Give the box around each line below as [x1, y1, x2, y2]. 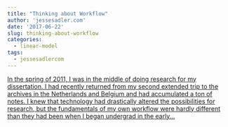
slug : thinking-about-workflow [7, 29, 99, 37]
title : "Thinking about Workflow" [7, 10, 109, 17]
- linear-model [13, 43, 58, 50]
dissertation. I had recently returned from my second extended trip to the [7, 82, 219, 91]
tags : [7, 50, 23, 57]
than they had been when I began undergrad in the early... [7, 112, 175, 120]
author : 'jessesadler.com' [7, 17, 86, 24]
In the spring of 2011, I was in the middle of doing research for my [7, 75, 196, 83]
